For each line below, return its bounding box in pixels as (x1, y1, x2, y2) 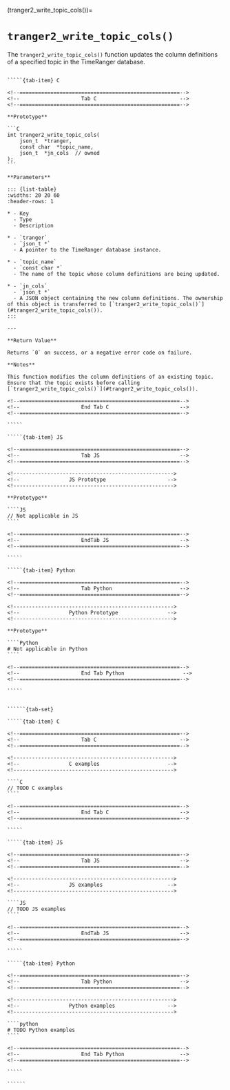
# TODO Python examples (7, 1026, 76, 1033)
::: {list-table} (7, 186, 57, 193)
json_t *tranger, (19, 138, 72, 144)
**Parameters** (7, 173, 51, 180)
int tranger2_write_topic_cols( (7, 131, 100, 138)
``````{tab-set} (7, 706, 54, 713)
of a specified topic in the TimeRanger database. (7, 57, 146, 66)
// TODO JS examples (7, 905, 67, 912)
